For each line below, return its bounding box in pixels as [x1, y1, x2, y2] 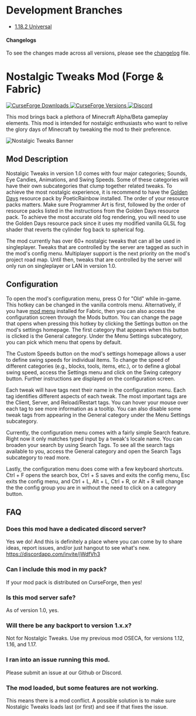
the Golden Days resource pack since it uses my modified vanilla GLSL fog [6, 220, 186, 227]
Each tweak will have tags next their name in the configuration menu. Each [6, 386, 186, 394]
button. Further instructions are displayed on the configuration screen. [6, 375, 176, 382]
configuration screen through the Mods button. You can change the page [6, 314, 183, 321]
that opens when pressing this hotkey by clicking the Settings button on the [6, 320, 188, 327]
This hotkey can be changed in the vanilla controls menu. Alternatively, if [6, 301, 181, 308]
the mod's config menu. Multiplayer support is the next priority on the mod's [6, 250, 190, 257]
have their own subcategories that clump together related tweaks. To [6, 182, 173, 189]
